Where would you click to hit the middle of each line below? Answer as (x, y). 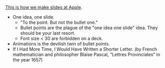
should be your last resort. (48, 33)
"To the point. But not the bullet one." (59, 22)
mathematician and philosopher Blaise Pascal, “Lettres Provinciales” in (86, 54)
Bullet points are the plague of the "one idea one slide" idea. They (89, 28)
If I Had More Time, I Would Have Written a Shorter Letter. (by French (85, 49)
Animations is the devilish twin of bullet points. (61, 44)
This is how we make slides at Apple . (44, 7)
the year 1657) (28, 60)
